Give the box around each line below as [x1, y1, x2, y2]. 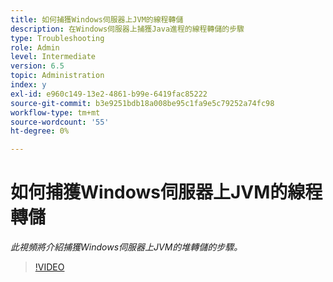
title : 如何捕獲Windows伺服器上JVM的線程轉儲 [10, 14, 184, 25]
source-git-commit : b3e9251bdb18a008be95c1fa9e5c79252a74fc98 [10, 98, 275, 108]
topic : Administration [10, 71, 105, 81]
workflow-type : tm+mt [10, 107, 101, 118]
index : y [10, 80, 47, 90]
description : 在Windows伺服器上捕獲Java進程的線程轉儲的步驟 [10, 24, 245, 34]
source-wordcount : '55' [10, 117, 110, 127]
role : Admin [10, 42, 60, 53]
